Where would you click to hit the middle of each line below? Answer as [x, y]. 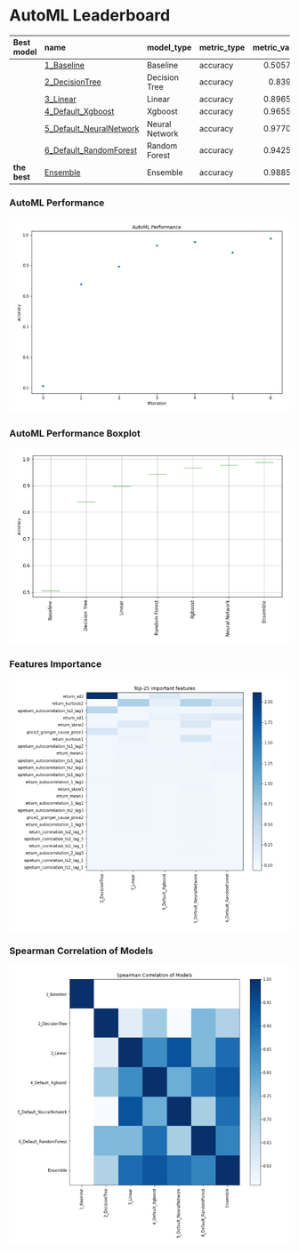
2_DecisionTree [73, 82]
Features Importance [56, 663]
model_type [169, 47]
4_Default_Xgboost [79, 111]
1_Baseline [65, 65]
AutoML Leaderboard [90, 16]
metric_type [222, 47]
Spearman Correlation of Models [81, 951]
